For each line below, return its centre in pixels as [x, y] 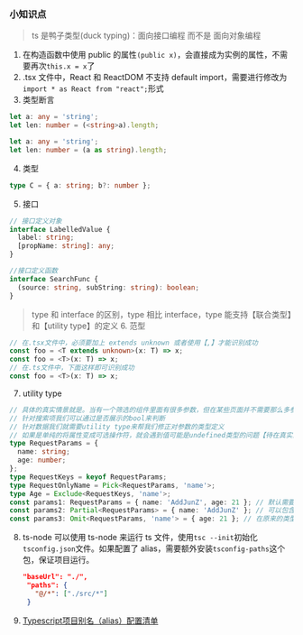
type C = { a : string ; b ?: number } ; [80, 185]
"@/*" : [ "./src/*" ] [71, 594]
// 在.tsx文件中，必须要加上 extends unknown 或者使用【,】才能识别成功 [134, 343]
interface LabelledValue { [60, 229]
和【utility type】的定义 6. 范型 [88, 326]
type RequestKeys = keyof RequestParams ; [88, 477]
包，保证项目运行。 [58, 560]
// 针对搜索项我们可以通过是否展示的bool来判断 [87, 418]
